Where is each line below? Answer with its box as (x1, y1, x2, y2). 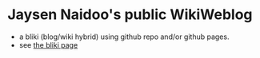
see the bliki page (18, 40, 78, 49)
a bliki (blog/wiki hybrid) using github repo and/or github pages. (18, 32, 230, 41)
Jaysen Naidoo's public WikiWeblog (7, 6, 253, 24)
